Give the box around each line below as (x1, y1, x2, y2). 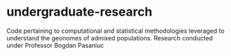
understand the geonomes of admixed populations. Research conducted (6, 33, 213, 42)
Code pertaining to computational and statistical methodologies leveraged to (6, 27, 225, 35)
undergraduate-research (6, 4, 153, 20)
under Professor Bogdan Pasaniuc (6, 41, 104, 49)
